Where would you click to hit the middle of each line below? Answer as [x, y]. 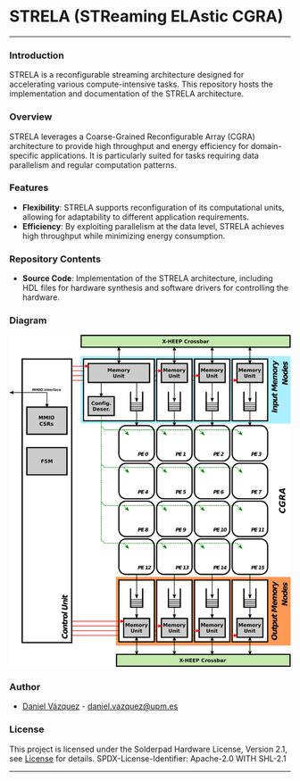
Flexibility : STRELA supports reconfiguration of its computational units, [153, 207]
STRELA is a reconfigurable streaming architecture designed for [127, 75]
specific [24, 155]
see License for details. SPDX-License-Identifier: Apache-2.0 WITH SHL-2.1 [148, 758]
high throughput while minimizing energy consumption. [124, 236]
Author [25, 686]
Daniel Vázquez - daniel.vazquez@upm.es [100, 706]
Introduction [37, 55]
